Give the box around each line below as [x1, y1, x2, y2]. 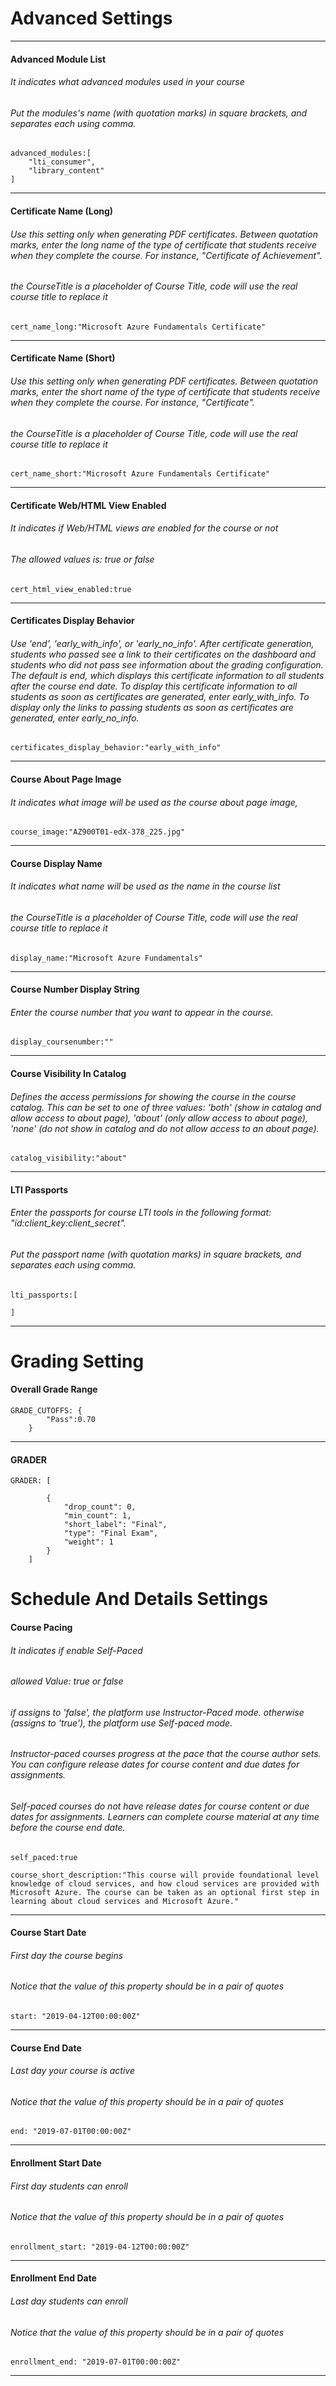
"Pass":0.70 [46, 1414, 97, 1424]
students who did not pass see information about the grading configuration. [10, 658, 324, 671]
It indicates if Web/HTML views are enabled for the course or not [10, 522, 279, 534]
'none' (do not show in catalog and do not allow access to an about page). [10, 1122, 320, 1134]
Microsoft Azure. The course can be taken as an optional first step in [10, 1887, 320, 1897]
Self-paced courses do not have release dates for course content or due [10, 1800, 310, 1812]
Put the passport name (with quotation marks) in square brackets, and [10, 1248, 302, 1260]
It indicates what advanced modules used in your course [10, 76, 245, 88]
